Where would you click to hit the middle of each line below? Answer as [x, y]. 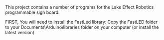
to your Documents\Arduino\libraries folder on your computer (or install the [82, 27]
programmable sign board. [32, 12]
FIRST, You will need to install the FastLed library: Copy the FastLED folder [82, 22]
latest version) [20, 32]
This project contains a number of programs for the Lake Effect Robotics [80, 7]
